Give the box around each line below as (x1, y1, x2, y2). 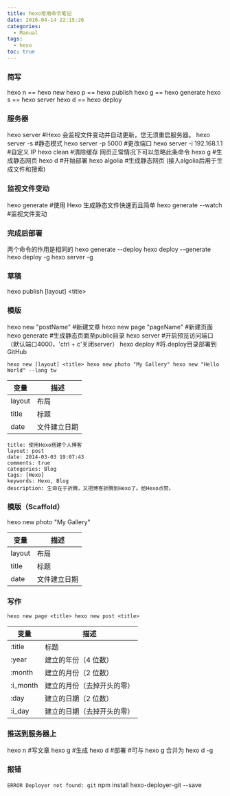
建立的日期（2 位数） (44, 694, 113, 703)
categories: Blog (7, 465, 57, 472)
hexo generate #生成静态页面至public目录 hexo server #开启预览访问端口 (7, 331, 214, 340)
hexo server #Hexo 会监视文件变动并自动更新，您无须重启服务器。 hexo (7, 131, 211, 139)
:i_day (10, 706, 30, 716)
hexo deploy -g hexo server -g (7, 253, 94, 261)
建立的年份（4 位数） (44, 655, 113, 665)
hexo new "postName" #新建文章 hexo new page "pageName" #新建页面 (7, 323, 214, 331)
